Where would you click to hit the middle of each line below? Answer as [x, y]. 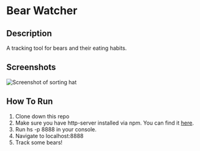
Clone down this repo [42, 116]
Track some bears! [39, 142]
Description [29, 33]
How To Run [30, 102]
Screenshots [31, 67]
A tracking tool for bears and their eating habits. [67, 48]
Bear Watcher [42, 11]
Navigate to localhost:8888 [49, 136]
